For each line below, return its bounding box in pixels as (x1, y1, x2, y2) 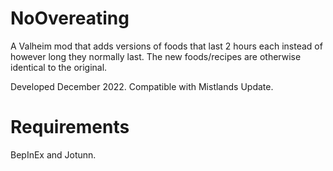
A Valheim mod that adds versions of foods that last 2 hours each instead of (10, 40, 323, 52)
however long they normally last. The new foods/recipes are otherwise (10, 50, 302, 62)
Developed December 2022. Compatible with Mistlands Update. (10, 80, 274, 92)
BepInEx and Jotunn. (10, 148, 97, 161)
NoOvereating (10, 7, 130, 30)
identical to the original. (10, 61, 108, 73)
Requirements (10, 116, 130, 139)
